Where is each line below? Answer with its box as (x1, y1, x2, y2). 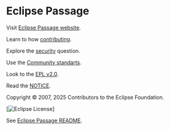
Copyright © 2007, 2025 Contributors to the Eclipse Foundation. (6, 93, 165, 101)
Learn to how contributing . (6, 35, 72, 43)
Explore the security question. (6, 47, 80, 55)
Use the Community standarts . (6, 59, 82, 66)
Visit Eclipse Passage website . (6, 24, 81, 31)
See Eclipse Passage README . (6, 117, 83, 124)
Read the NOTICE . (6, 82, 51, 89)
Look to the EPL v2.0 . (6, 70, 59, 77)
